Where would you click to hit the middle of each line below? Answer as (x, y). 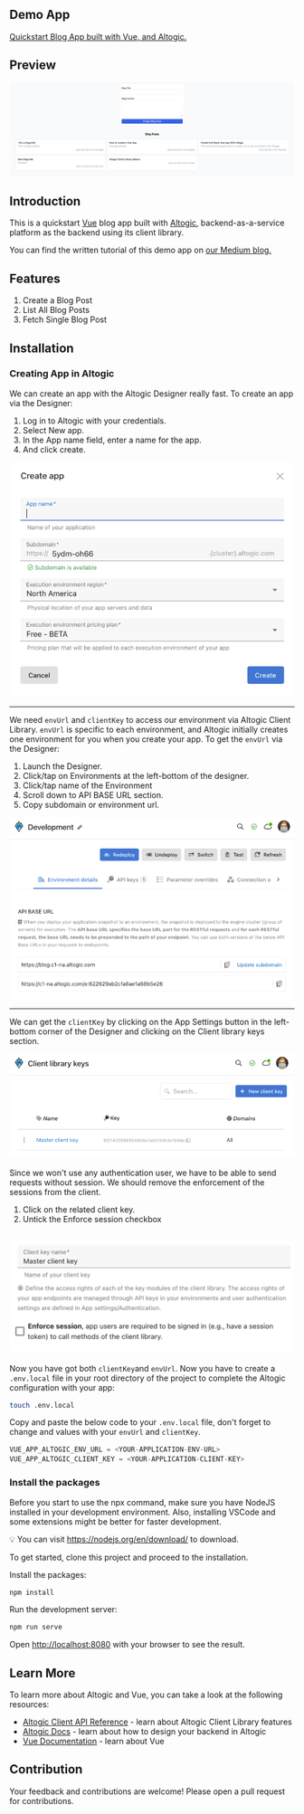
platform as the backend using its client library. (96, 233)
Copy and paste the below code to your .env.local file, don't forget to (140, 1422)
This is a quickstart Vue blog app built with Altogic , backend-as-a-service (147, 223)
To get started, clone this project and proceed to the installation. (129, 1557)
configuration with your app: (62, 1387)
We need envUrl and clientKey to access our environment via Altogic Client (150, 720)
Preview (33, 66)
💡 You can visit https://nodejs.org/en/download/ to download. (124, 1539)
